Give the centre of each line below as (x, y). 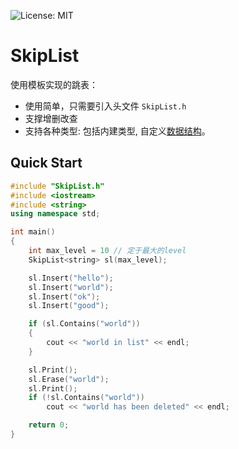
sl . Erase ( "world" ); (69, 379)
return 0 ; (49, 425)
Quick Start (46, 163)
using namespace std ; (55, 214)
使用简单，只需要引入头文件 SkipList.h (105, 106)
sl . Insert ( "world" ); (71, 287)
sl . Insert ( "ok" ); (64, 296)
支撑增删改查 (51, 118)
